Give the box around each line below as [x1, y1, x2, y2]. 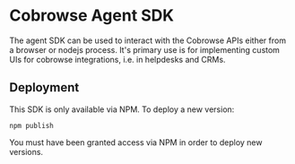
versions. [9, 146, 43, 157]
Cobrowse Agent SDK [9, 5, 175, 26]
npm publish [9, 121, 54, 130]
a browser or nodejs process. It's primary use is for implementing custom [9, 44, 281, 55]
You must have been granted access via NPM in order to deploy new [9, 136, 263, 148]
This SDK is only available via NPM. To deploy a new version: [9, 104, 235, 115]
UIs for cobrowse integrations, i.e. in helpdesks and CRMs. [9, 54, 226, 65]
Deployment [9, 80, 80, 95]
